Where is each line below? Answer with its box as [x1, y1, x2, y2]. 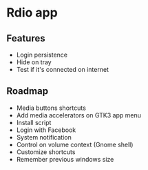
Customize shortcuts [16, 147, 76, 156]
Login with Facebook [16, 126, 76, 134]
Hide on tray [16, 58, 52, 66]
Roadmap [6, 85, 49, 97]
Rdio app [6, 5, 58, 21]
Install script [16, 118, 52, 126]
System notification [16, 133, 72, 141]
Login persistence [16, 50, 68, 59]
